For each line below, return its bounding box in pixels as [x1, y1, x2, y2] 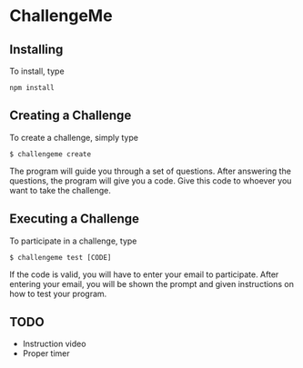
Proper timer [22, 348, 70, 359]
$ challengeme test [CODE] [9, 253, 112, 262]
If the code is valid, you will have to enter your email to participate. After [9, 269, 279, 280]
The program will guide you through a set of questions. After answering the [9, 165, 291, 176]
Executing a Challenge [9, 211, 139, 227]
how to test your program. [9, 288, 107, 299]
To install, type [9, 65, 66, 76]
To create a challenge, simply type [9, 132, 139, 143]
